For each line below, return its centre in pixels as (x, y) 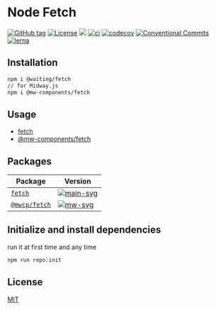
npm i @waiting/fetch (39, 79)
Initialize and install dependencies (84, 230)
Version (78, 181)
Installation (33, 63)
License (25, 282)
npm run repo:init (34, 260)
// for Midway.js (33, 86)
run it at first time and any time (52, 247)
